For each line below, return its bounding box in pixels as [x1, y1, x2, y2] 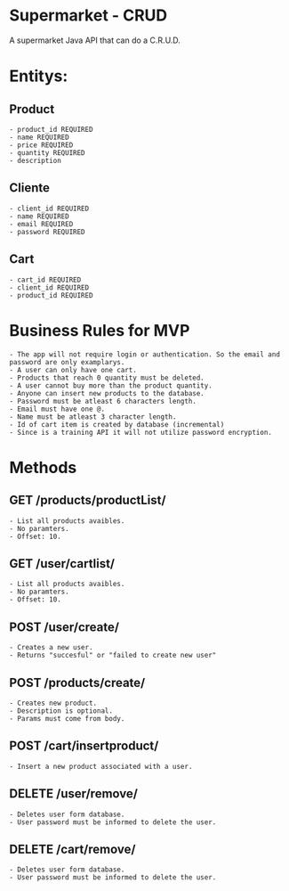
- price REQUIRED [9, 140, 74, 150]
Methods [9, 457, 77, 478]
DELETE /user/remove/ [9, 786, 138, 802]
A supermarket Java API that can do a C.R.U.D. [9, 35, 181, 45]
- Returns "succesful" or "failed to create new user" [9, 651, 217, 660]
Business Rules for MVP [9, 320, 190, 340]
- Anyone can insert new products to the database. [9, 388, 205, 397]
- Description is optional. [9, 706, 114, 715]
